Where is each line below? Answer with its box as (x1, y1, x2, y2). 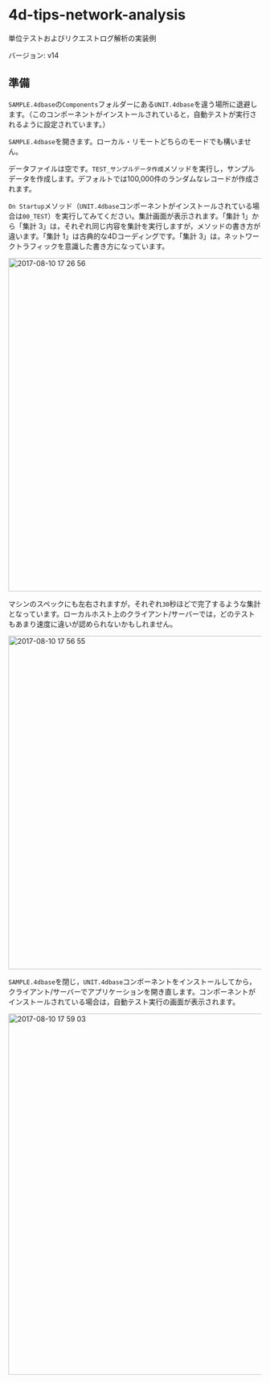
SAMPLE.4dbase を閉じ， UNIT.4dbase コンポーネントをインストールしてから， (8, 977, 256, 986)
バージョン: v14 (8, 50, 59, 60)
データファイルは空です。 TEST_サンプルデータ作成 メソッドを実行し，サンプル (8, 164, 256, 173)
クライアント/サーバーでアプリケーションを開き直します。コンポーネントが (8, 986, 256, 996)
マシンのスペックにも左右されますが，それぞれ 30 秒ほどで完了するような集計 (8, 599, 261, 608)
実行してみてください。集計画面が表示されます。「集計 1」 (61, 211, 252, 221)
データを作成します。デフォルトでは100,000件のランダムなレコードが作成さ (8, 173, 260, 183)
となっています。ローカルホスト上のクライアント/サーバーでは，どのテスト (8, 608, 256, 618)
